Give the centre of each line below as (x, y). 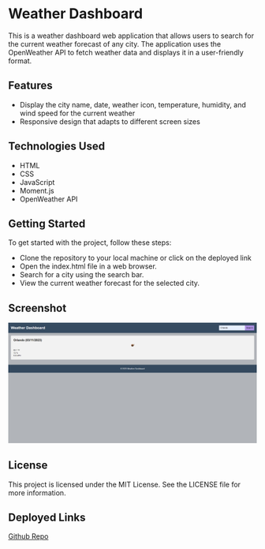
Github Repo (28, 536)
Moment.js (37, 190)
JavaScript (37, 182)
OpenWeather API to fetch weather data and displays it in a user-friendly (126, 52)
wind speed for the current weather (77, 113)
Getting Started (47, 223)
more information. (37, 493)
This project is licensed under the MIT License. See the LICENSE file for (125, 484)
